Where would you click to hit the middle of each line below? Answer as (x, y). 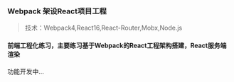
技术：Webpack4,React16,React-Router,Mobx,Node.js (103, 28)
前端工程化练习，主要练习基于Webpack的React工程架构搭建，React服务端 (117, 45)
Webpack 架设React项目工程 (57, 11)
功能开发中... (26, 71)
